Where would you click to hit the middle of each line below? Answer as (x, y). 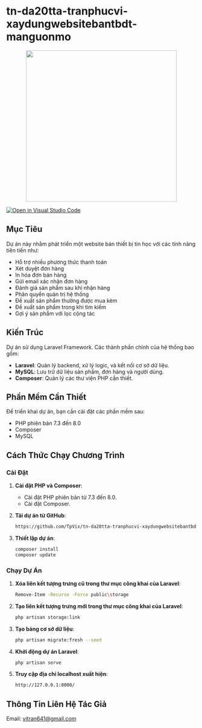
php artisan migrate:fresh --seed (58, 640)
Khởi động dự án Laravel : (47, 651)
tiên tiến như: (23, 250)
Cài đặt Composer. (47, 504)
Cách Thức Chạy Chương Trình (65, 455)
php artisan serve (38, 663)
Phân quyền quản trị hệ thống (52, 294)
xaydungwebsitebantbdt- (72, 24)
